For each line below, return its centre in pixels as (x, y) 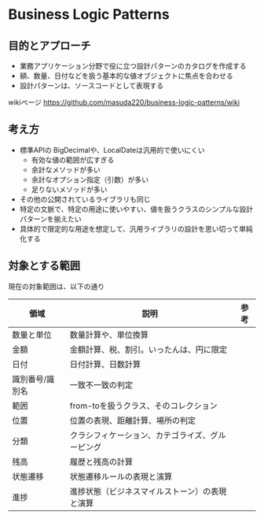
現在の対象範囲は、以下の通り (56, 286)
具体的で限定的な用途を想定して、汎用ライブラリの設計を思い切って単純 (136, 228)
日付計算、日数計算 (105, 364)
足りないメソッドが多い (69, 189)
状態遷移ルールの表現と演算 (121, 476)
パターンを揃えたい (51, 219)
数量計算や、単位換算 (109, 335)
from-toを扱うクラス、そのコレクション (143, 406)
